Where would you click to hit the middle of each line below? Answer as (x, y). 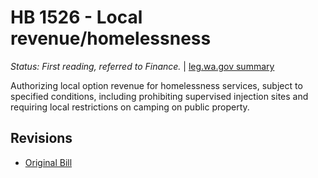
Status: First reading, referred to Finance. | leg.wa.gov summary (142, 66)
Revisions (41, 138)
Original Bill (48, 162)
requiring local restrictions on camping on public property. (130, 107)
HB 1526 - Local (76, 17)
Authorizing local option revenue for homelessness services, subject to (156, 85)
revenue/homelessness (111, 38)
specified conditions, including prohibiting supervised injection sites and (159, 96)
